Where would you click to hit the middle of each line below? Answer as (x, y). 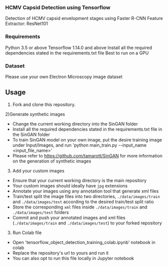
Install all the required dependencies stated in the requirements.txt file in (87, 129)
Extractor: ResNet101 (27, 23)
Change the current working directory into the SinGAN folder (75, 123)
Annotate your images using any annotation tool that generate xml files (86, 191)
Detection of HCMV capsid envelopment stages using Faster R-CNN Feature (84, 18)
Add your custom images (38, 170)
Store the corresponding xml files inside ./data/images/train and (80, 207)
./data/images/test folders (41, 212)
